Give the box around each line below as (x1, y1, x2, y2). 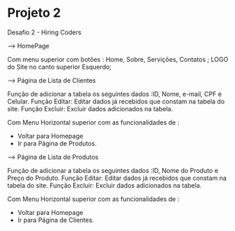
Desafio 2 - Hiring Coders (7, 28, 82, 36)
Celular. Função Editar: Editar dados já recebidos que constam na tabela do (7, 97, 225, 106)
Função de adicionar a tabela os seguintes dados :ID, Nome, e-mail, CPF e (7, 90, 222, 98)
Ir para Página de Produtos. (17, 139, 97, 148)
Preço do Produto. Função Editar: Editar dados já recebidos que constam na (7, 174, 227, 182)
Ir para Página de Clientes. (17, 216, 95, 224)
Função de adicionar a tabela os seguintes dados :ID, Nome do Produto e (7, 166, 219, 174)
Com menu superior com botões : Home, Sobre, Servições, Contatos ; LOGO (7, 55, 229, 64)
